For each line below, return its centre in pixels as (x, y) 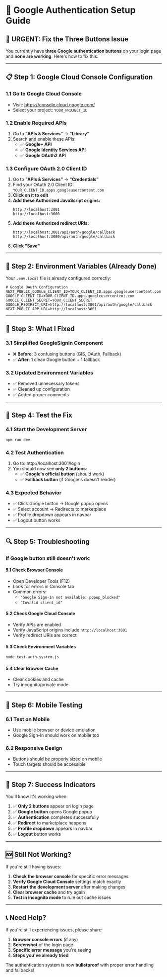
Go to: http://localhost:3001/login (47, 463)
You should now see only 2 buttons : (50, 468)
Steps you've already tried (41, 955)
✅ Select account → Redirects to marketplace (59, 509)
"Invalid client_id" (41, 603)
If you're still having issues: (33, 867)
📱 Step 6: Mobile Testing (44, 705)
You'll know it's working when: (37, 797)
